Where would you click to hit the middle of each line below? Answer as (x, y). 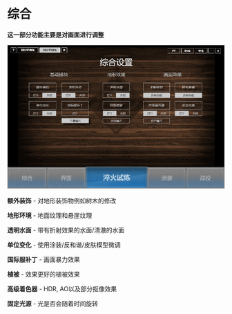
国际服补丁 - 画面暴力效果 (44, 259)
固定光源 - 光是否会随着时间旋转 (53, 304)
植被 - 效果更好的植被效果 (44, 275)
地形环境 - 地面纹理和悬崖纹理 (50, 216)
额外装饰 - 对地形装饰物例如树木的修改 (62, 201)
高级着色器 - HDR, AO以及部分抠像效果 (62, 289)
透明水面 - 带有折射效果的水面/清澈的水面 (66, 230)
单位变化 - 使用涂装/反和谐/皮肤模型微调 (64, 245)
